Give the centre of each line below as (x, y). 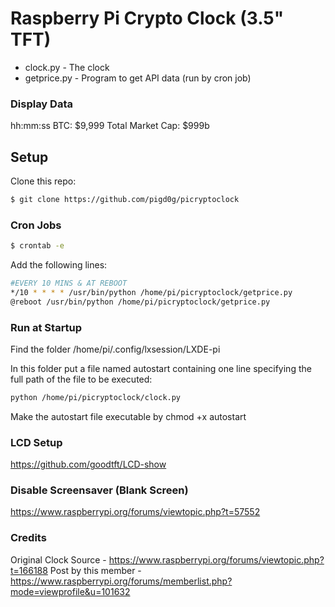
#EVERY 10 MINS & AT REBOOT (69, 283)
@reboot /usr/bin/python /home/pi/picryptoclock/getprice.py (140, 302)
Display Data (41, 104)
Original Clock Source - (58, 559)
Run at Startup (46, 327)
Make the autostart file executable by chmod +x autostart (128, 416)
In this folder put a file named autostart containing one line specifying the (161, 369)
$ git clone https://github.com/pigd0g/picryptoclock (125, 200)
